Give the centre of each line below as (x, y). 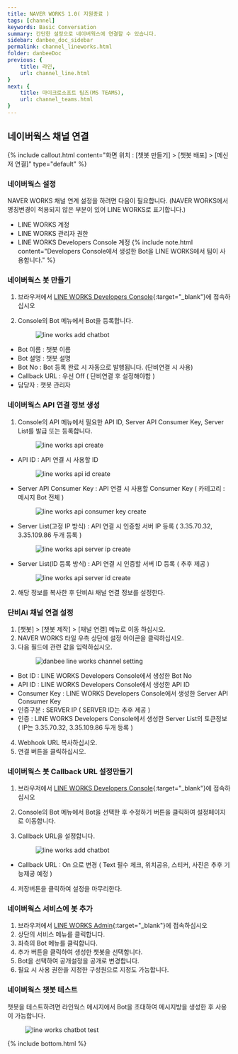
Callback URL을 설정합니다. (56, 836)
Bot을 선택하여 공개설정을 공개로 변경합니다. (78, 961)
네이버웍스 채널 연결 (48, 136)
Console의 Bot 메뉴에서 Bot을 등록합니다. (75, 321)
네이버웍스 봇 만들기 (39, 280)
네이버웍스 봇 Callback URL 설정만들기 (70, 771)
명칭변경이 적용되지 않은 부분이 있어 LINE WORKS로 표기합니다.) (97, 209)
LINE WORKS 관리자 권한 (53, 233)
